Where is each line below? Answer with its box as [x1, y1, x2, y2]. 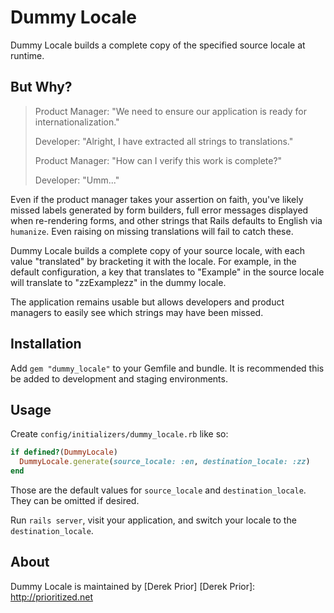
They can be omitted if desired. [10, 495, 140, 506]
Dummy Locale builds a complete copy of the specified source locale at [10, 39, 306, 51]
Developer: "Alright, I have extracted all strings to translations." [34, 135, 294, 147]
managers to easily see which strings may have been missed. [10, 306, 264, 318]
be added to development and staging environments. [10, 372, 228, 385]
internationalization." [34, 116, 120, 128]
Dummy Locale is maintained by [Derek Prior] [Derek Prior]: [10, 580, 256, 592]
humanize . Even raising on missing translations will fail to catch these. [10, 225, 294, 237]
